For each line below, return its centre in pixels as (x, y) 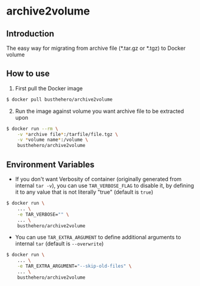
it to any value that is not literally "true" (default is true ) (84, 192)
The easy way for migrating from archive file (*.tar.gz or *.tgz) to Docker (96, 48)
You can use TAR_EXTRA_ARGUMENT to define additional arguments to (98, 237)
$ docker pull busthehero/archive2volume (60, 99)
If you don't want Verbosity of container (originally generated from (98, 179)
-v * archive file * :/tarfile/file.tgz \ (68, 134)
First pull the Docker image (49, 88)
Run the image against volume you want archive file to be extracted (99, 111)
